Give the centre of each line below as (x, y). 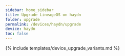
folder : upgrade (23, 19)
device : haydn (20, 29)
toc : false (17, 34)
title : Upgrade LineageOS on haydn (43, 15)
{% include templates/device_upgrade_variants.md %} (63, 48)
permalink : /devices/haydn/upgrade (43, 24)
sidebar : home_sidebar (29, 10)
